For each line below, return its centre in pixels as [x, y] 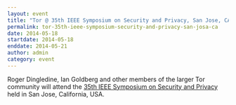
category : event [31, 59]
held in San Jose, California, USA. [56, 94]
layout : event [28, 14]
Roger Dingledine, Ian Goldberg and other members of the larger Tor [106, 79]
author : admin [28, 53]
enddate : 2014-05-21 [38, 46]
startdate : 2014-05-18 [40, 40]
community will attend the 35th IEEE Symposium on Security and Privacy [113, 86]
